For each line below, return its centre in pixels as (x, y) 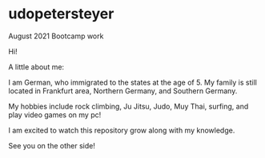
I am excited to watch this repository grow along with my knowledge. (122, 130)
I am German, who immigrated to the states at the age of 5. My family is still (133, 82)
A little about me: (36, 67)
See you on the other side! (52, 145)
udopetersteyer (61, 14)
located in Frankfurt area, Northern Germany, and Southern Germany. (123, 91)
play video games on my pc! (55, 115)
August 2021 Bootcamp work (56, 36)
